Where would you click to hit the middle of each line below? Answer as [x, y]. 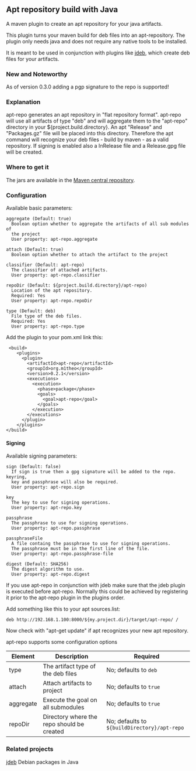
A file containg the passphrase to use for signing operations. [91, 544]
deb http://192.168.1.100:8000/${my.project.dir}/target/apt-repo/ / [92, 620]
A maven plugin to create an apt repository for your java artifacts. [85, 23]
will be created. [24, 152]
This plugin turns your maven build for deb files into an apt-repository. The [96, 35]
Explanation [23, 102]
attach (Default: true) [35, 250]
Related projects [30, 749]
